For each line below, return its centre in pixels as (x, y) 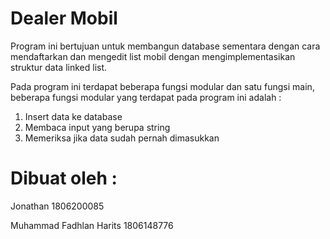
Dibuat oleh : (64, 178)
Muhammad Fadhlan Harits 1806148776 (92, 225)
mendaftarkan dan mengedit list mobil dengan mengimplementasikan (153, 56)
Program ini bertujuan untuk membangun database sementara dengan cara (165, 46)
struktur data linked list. (59, 67)
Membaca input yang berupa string (97, 127)
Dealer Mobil (64, 18)
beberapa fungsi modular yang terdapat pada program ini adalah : (146, 97)
